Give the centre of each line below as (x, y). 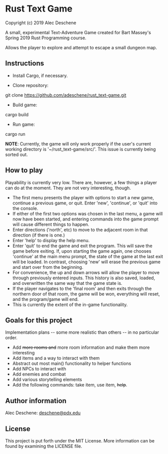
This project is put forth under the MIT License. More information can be (80, 441)
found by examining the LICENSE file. (44, 446)
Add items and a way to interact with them (56, 358)
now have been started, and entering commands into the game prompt (86, 219)
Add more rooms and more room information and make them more (81, 347)
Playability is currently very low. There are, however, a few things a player (81, 182)
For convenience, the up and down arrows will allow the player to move (86, 272)
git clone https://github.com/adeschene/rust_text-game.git (66, 95)
